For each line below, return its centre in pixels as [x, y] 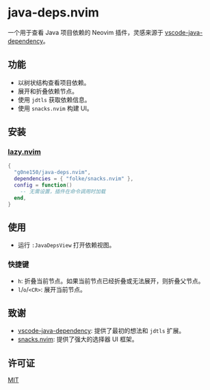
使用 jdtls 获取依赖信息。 [54, 99]
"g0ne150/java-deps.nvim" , [52, 173]
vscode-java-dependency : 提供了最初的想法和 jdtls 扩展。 [101, 331]
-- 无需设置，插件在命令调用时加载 [63, 191]
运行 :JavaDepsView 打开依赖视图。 [66, 245]
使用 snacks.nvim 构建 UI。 [55, 108]
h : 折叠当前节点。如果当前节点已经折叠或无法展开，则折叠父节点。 [111, 281]
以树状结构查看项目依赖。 [54, 82]
